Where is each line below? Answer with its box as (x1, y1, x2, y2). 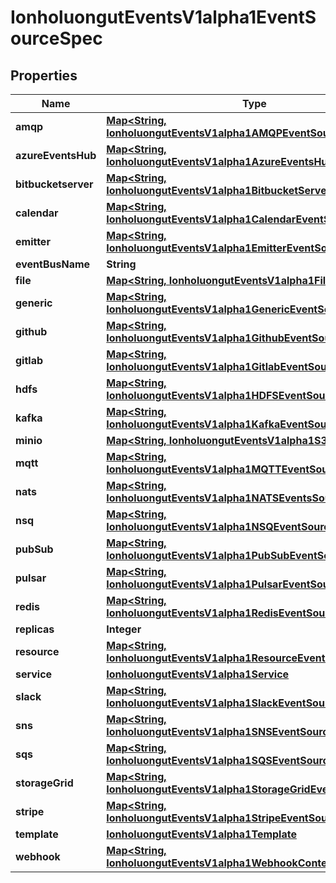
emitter (15, 235, 51, 248)
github (15, 325, 48, 338)
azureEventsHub (15, 149, 97, 162)
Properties (10, 67, 78, 84)
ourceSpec (10, 27, 103, 50)
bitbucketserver (15, 177, 94, 191)
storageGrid (15, 776, 74, 790)
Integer (106, 622, 142, 636)
